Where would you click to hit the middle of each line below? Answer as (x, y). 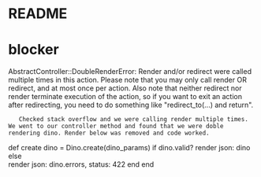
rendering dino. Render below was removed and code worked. (109, 133)
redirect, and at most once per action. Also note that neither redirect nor (125, 88)
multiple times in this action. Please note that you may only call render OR (127, 80)
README (38, 14)
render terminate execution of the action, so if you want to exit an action (125, 97)
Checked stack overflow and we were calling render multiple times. (133, 120)
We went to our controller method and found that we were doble (116, 127)
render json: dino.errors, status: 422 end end (81, 164)
